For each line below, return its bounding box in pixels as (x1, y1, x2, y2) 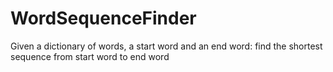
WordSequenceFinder (10, 7, 197, 30)
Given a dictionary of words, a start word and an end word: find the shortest (10, 40, 323, 52)
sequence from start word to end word (10, 50, 170, 62)
